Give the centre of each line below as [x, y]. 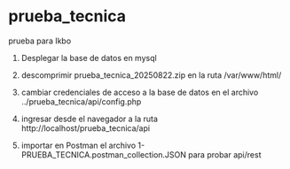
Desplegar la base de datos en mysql [89, 58]
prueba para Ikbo [40, 41]
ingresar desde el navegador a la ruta [90, 119]
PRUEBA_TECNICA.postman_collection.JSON [104, 154]
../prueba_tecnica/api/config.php [81, 101]
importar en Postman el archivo [78, 145]
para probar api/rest [225, 154]
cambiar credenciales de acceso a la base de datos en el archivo [140, 92]
